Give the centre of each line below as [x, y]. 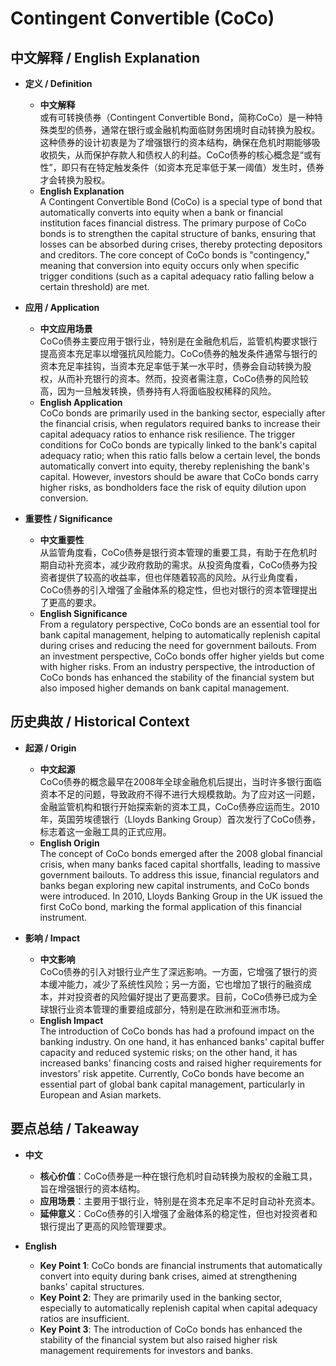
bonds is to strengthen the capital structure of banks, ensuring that [178, 233]
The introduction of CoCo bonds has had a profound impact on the [177, 1031]
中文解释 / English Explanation [105, 57]
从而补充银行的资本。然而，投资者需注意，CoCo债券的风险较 [183, 378]
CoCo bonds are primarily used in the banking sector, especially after [182, 413]
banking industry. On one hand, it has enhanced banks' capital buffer [182, 1041]
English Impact [71, 1020]
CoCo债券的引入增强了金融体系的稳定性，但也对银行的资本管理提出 [178, 590]
